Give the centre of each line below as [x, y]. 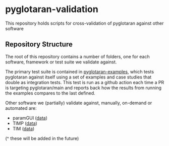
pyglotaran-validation [52, 9]
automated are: [21, 108]
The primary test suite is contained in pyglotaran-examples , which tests [80, 71]
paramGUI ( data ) [30, 118]
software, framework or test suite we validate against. [61, 62]
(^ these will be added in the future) [42, 138]
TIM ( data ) [23, 128]
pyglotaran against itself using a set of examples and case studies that [78, 77]
